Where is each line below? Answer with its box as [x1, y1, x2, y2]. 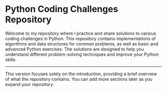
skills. [5, 56, 17, 62]
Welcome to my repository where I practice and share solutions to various [5, 30, 157, 36]
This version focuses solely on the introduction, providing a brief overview [5, 71, 158, 77]
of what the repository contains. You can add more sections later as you [5, 76, 153, 82]
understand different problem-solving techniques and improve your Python [5, 51, 159, 57]
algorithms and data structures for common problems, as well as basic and [5, 41, 159, 46]
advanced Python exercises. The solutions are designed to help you [5, 46, 144, 52]
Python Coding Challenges [5, 3, 118, 15]
